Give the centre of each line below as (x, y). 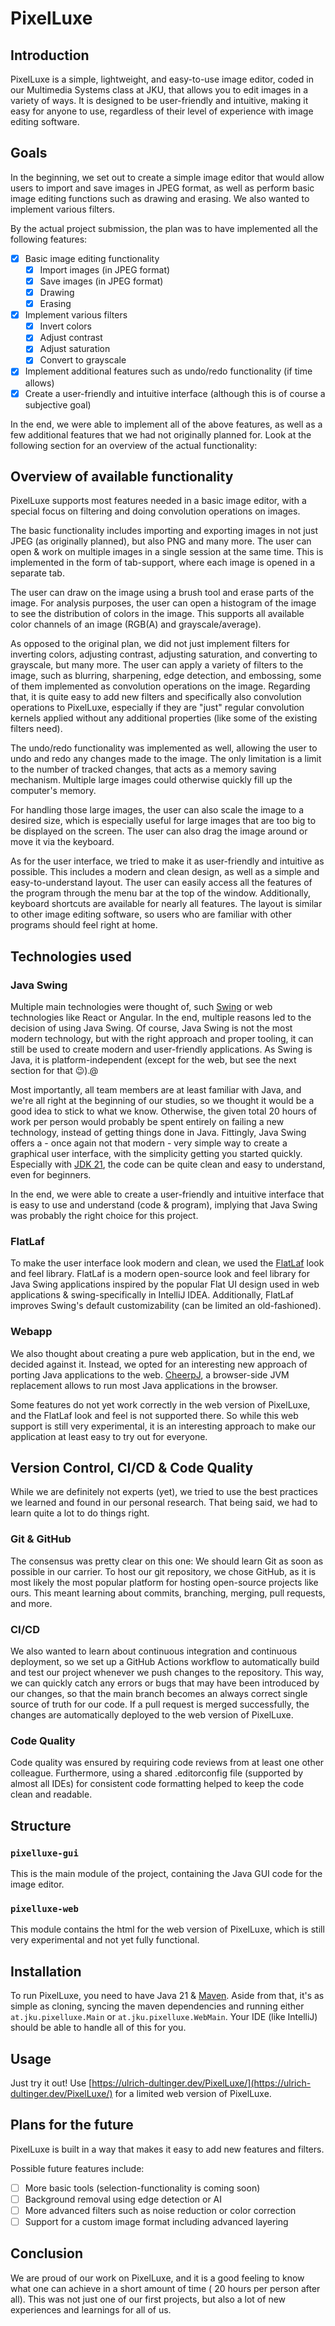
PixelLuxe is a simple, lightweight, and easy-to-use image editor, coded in (162, 79)
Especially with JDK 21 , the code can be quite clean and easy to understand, (168, 1164)
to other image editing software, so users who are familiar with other (151, 914)
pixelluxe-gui (44, 1853)
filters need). (36, 729)
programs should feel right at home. (84, 925)
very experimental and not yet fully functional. (105, 1940)
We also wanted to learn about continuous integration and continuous (154, 1651)
